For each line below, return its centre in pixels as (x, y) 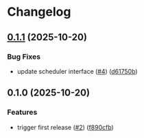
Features (22, 112)
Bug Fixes (24, 57)
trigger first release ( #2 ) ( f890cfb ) (65, 127)
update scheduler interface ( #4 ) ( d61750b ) (77, 71)
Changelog (39, 12)
